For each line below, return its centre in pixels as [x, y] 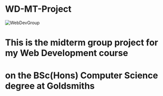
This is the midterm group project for [82, 43]
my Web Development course [67, 53]
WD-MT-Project [38, 9]
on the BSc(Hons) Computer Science [81, 76]
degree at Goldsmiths [50, 86]
